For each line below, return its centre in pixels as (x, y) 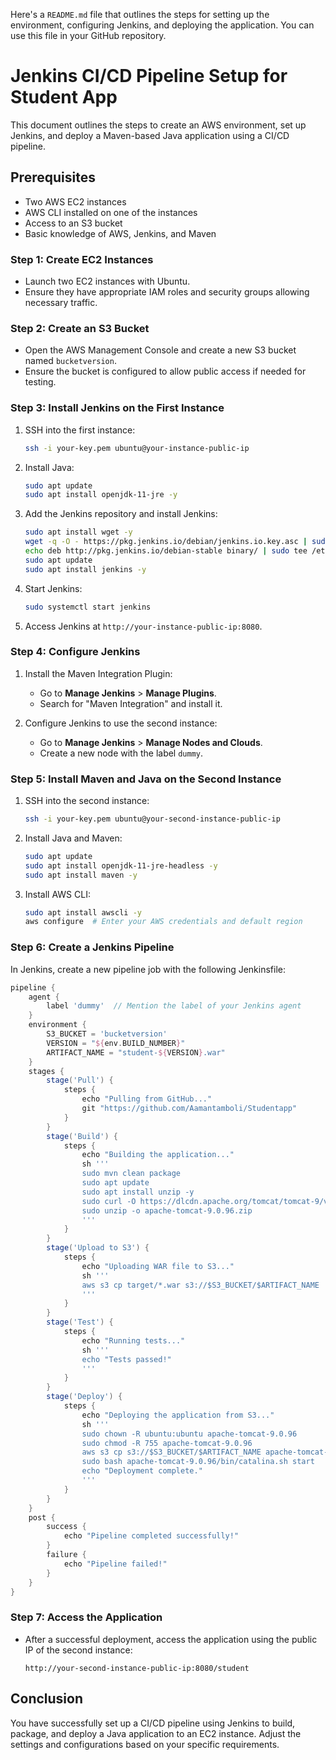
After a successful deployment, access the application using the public (171, 1639)
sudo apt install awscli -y (83, 912)
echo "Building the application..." (158, 1155)
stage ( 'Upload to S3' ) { (98, 1248)
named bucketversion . (70, 361)
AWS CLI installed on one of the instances (111, 212)
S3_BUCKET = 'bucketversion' (107, 1034)
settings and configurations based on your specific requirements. (145, 1744)
